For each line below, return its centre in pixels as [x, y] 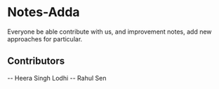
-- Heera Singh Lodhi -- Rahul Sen [57, 78]
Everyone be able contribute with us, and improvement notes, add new [109, 32]
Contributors [36, 61]
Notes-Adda [44, 12]
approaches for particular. [45, 39]
